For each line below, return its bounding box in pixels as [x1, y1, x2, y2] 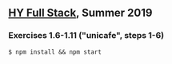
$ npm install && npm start [8, 47, 102, 56]
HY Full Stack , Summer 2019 [8, 6, 153, 20]
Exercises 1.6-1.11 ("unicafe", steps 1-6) [8, 30, 165, 41]
